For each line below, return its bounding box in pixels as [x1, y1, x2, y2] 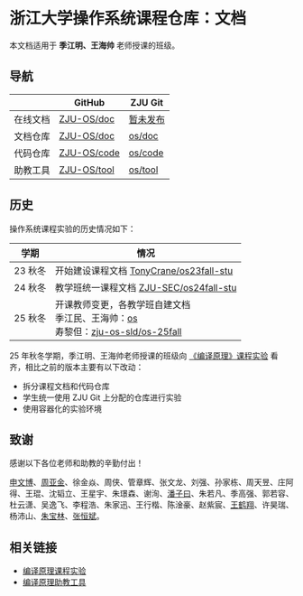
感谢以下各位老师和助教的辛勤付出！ [9, 458, 144, 469]
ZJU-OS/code [59, 146, 120, 159]
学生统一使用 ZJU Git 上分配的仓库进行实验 [22, 392, 182, 403]
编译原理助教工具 [22, 577, 87, 588]
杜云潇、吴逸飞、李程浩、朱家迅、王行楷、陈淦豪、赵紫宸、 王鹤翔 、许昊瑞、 [9, 499, 294, 510]
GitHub [73, 96, 106, 108]
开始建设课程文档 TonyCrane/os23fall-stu [55, 264, 234, 276]
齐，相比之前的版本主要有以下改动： [9, 361, 144, 372]
